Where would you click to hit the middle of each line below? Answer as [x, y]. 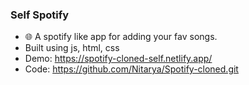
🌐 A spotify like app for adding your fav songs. [121, 37]
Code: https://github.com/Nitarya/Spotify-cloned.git [131, 69]
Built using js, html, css [72, 48]
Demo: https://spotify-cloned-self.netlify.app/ [118, 59]
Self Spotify [40, 15]
